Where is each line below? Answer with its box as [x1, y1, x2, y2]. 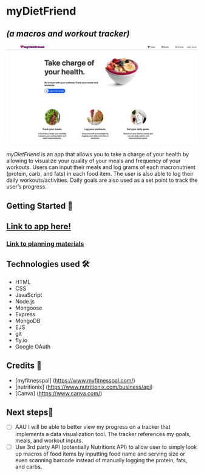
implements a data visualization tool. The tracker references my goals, [15, 430, 191, 437]
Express [15, 310, 36, 317]
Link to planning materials [6, 240, 84, 248]
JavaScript [15, 291, 42, 299]
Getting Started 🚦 [6, 201, 73, 211]
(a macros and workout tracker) [6, 29, 130, 39]
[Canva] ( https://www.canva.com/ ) [15, 389, 103, 397]
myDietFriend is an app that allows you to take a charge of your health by [6, 151, 189, 158]
